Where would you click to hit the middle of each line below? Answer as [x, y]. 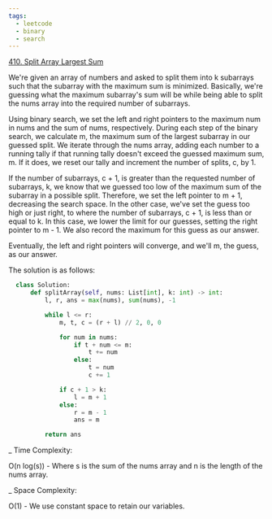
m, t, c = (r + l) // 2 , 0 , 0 [110, 322]
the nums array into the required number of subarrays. [99, 103]
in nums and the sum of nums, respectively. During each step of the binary [133, 128]
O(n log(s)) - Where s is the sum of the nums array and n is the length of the [136, 466]
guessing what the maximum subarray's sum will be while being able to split [136, 95]
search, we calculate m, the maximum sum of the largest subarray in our [129, 137]
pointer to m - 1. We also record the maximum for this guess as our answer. [134, 230]
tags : [17, 16]
